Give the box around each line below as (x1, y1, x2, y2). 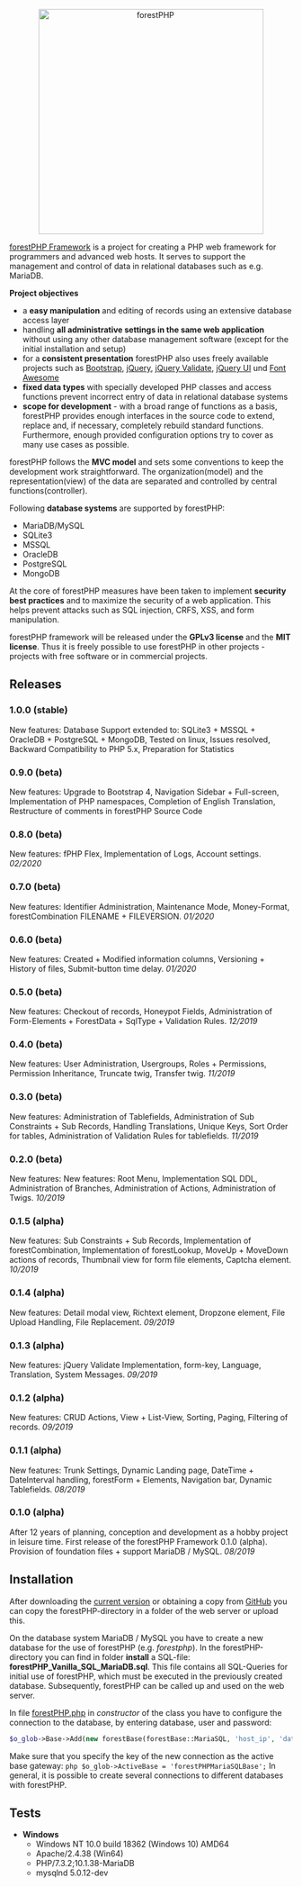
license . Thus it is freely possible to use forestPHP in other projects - (9, 641, 265, 652)
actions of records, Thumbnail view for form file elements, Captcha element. (9, 1255, 292, 1266)
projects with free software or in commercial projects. (9, 651, 209, 661)
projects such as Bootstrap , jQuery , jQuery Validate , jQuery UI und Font (22, 363, 286, 373)
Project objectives (9, 288, 79, 298)
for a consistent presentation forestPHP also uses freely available (22, 353, 269, 364)
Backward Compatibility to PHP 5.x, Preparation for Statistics (9, 743, 235, 754)
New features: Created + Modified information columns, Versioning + (9, 953, 265, 964)
